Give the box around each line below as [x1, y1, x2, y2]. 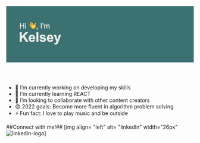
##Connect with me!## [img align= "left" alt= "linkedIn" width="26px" [6, 123, 178, 130]
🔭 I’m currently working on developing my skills [14, 84, 131, 91]
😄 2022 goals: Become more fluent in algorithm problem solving [14, 103, 174, 110]
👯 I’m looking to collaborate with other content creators [14, 97, 150, 104]
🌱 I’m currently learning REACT [14, 91, 91, 98]
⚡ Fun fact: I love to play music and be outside [14, 110, 128, 117]
